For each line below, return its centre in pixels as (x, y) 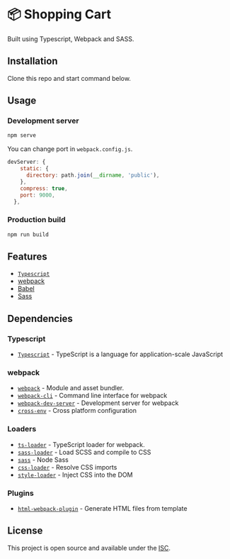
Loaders (22, 429)
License (25, 531)
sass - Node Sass (43, 460)
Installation (33, 61)
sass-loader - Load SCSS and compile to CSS (84, 452)
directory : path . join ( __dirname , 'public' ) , (93, 175)
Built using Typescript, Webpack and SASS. (71, 39)
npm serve (22, 135)
